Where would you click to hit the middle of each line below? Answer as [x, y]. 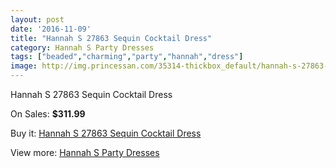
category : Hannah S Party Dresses [82, 47]
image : [24, 66]
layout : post [37, 19]
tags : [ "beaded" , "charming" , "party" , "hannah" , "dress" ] [127, 57]
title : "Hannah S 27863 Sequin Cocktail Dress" [111, 38]
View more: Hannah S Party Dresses [85, 152]
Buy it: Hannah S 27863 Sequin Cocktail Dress [106, 133]
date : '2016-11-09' [51, 29]
